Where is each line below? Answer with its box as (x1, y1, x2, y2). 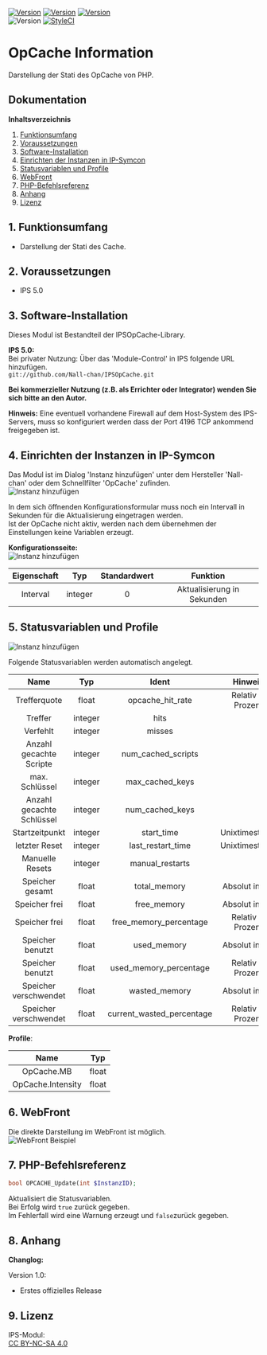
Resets (26, 862, 52, 873)
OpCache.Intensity (12, 1079, 82, 1090)
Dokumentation (8, 93, 87, 107)
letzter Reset (15, 840, 63, 851)
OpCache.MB (21, 1065, 72, 1076)
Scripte (25, 758, 53, 769)
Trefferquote (15, 694, 63, 705)
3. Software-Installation (8, 309, 129, 322)
